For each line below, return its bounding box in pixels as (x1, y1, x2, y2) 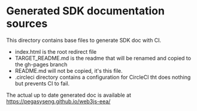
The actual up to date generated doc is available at (6, 91, 132, 98)
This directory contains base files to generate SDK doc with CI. (6, 36, 162, 44)
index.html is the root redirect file (14, 48, 97, 55)
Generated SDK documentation (6, 4, 165, 18)
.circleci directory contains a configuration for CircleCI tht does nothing (14, 73, 191, 81)
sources (6, 17, 48, 30)
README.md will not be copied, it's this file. (14, 67, 123, 74)
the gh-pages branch (14, 61, 68, 68)
